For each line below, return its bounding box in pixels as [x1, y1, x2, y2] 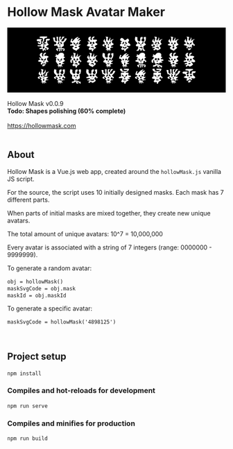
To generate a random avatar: [7, 264, 92, 272]
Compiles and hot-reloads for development [7, 386, 156, 396]
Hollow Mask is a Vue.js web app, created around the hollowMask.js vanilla [7, 167, 222, 175]
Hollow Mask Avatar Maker [7, 4, 165, 20]
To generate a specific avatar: [7, 304, 93, 312]
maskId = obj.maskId [7, 292, 67, 299]
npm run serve [7, 403, 49, 410]
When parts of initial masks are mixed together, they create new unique [7, 209, 211, 217]
